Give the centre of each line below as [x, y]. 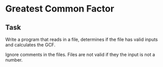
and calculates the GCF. [30, 45]
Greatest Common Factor [60, 9]
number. [14, 60]
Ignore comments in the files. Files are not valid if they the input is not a [80, 54]
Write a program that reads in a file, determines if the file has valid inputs [81, 39]
